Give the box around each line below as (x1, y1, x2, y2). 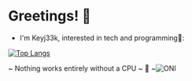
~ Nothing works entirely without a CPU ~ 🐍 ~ (8, 63, 156, 73)
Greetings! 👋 (8, 7, 92, 25)
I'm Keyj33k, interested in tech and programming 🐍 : (19, 33, 185, 42)
